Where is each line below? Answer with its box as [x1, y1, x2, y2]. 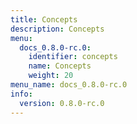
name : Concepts [28, 61, 92, 71]
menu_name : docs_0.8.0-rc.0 [10, 80, 128, 90]
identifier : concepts [28, 52, 118, 62]
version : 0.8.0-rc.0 [19, 98, 105, 108]
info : [10, 89, 33, 99]
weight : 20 [28, 71, 74, 81]
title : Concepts [10, 14, 78, 25]
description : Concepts [10, 24, 105, 34]
